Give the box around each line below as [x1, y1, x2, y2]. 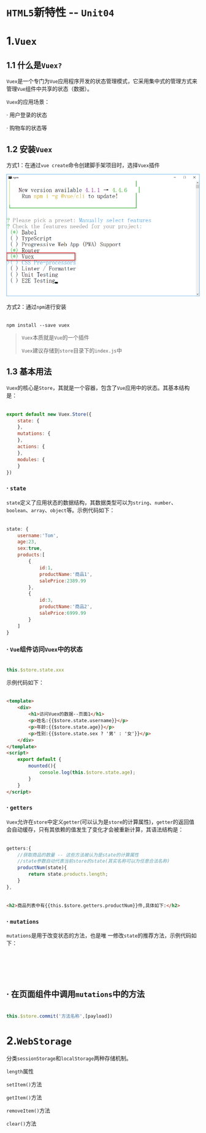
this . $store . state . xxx [6, 667, 64, 673]
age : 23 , [17, 539, 37, 545]
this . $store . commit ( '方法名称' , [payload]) [6, 1013, 113, 1019]
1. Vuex [6, 34, 37, 48]
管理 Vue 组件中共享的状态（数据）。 [6, 85, 93, 93]
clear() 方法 [6, 1120, 37, 1127]
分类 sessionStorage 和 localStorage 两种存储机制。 [6, 1054, 132, 1062]
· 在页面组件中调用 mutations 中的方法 [6, 989, 145, 1000]
